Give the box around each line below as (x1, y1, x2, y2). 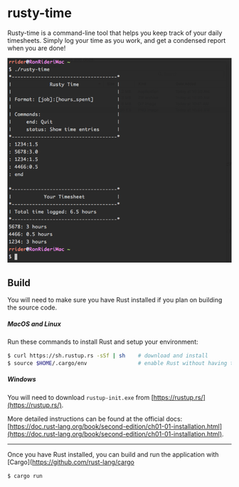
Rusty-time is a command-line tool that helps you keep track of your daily (7, 29, 223, 37)
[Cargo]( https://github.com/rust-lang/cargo (7, 458, 135, 466)
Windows (7, 375, 37, 384)
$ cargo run (7, 472, 43, 479)
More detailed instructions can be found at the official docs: (7, 414, 183, 423)
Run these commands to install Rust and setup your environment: (7, 337, 198, 347)
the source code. (7, 303, 58, 312)
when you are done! (7, 43, 66, 52)
